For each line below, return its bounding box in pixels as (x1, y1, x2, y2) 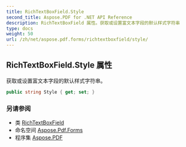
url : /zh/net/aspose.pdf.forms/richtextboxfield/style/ (6, 36, 148, 42)
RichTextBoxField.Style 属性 (6, 60, 112, 71)
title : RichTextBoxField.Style (6, 8, 84, 15)
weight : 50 (6, 31, 33, 37)
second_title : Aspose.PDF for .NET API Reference (6, 14, 133, 20)
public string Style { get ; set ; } (6, 89, 95, 95)
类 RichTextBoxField (14, 119, 65, 126)
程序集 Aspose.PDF (14, 134, 63, 141)
